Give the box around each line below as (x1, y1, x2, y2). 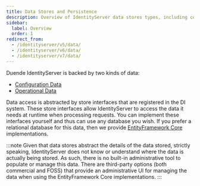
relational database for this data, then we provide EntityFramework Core (6, 124, 183, 131)
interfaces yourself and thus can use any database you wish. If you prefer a (6, 117, 192, 125)
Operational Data (14, 87, 57, 94)
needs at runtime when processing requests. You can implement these (6, 111, 180, 118)
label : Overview (11, 25, 52, 31)
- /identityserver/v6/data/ (11, 48, 82, 53)
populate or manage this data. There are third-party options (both (6, 160, 167, 168)
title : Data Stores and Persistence (6, 8, 97, 15)
